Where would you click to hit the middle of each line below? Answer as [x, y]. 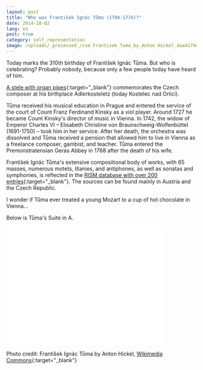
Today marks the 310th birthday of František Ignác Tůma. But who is [91, 63]
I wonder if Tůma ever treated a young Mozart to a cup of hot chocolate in [98, 200]
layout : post [23, 12]
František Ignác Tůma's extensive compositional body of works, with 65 [95, 162]
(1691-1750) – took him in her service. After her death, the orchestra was [96, 131]
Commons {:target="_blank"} [42, 360]
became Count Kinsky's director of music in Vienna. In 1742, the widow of [98, 118]
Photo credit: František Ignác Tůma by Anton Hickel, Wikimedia [85, 354]
